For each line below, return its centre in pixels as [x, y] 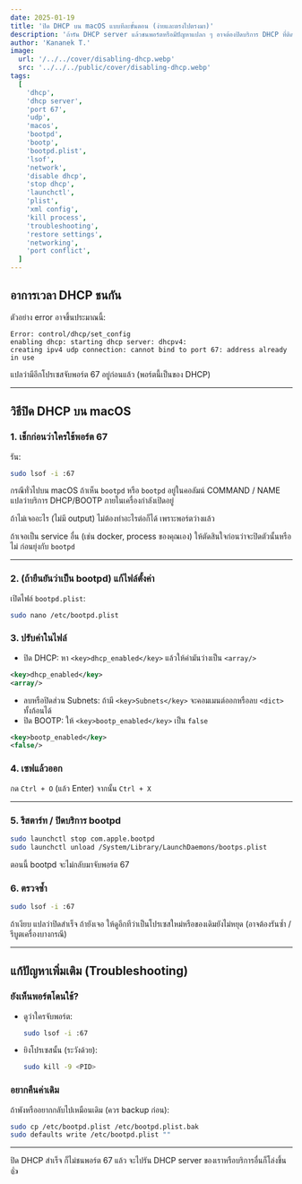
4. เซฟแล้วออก [36, 769]
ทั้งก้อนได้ [37, 710]
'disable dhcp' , [57, 176]
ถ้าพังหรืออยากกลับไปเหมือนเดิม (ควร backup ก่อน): [90, 1110]
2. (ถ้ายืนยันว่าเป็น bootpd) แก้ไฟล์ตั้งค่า [82, 579]
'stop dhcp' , [51, 185]
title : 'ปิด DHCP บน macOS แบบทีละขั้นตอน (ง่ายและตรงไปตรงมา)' [112, 26]
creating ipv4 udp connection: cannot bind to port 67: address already [149, 350]
